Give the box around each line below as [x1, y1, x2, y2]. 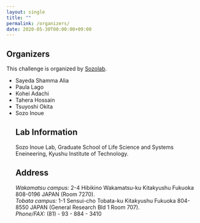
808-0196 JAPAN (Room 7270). [15, 191, 95, 198]
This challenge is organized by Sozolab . [6, 65, 107, 72]
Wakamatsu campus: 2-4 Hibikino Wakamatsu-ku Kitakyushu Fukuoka [15, 184, 194, 191]
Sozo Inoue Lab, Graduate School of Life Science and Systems [15, 143, 174, 151]
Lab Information [15, 127, 78, 138]
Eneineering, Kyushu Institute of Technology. [15, 149, 129, 157]
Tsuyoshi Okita [15, 103, 53, 110]
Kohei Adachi [15, 90, 49, 97]
